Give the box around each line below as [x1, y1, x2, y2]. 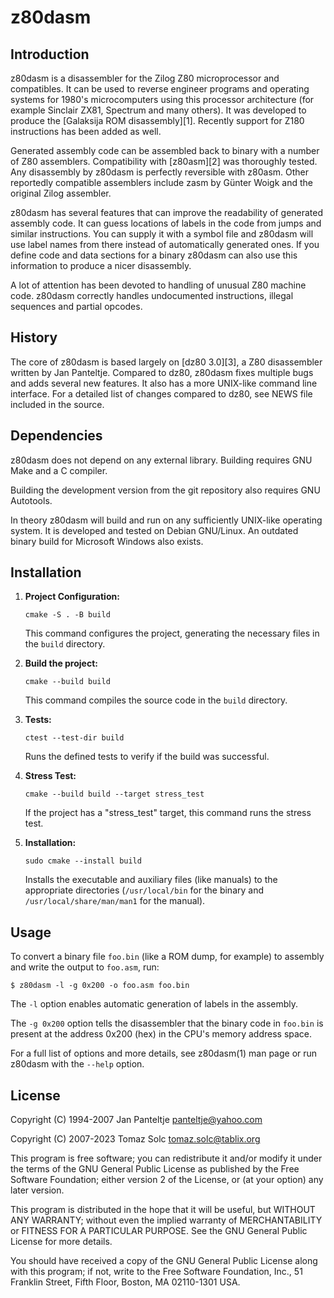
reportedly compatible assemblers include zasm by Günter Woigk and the [10, 177, 313, 188]
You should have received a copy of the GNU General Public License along [10, 1255, 318, 1267]
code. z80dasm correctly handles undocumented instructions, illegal [10, 290, 294, 301]
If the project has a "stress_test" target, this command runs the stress [24, 807, 312, 819]
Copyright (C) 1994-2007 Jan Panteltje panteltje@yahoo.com [10, 1114, 263, 1126]
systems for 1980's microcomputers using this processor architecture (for [10, 94, 315, 105]
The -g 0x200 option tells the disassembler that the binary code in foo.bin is [10, 1017, 324, 1030]
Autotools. [10, 494, 53, 506]
